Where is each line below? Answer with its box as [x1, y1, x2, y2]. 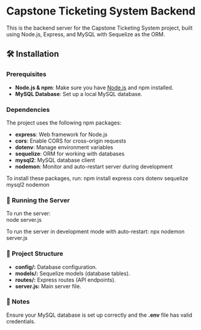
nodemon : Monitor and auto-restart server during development [14, 163, 173, 170]
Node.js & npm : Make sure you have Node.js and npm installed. [14, 83, 174, 91]
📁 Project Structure [6, 250, 63, 258]
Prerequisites [6, 70, 46, 79]
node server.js [6, 216, 42, 224]
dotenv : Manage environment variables [14, 143, 113, 150]
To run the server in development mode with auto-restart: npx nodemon [6, 228, 185, 235]
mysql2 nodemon [6, 181, 50, 188]
